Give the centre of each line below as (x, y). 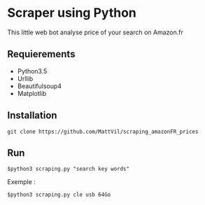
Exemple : (22, 182)
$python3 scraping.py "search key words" (69, 169)
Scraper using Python (72, 13)
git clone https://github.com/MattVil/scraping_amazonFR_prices (103, 132)
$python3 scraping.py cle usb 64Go (59, 195)
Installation (32, 116)
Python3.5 (32, 71)
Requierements (41, 54)
